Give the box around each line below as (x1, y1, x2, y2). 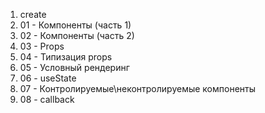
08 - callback (19, 94, 75, 105)
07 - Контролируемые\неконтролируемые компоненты (19, 83, 257, 94)
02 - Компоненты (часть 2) (19, 30, 135, 41)
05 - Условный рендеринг (19, 62, 130, 73)
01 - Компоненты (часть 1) (19, 19, 132, 31)
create (19, 9, 47, 20)
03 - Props (19, 40, 65, 52)
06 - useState (19, 72, 77, 84)
